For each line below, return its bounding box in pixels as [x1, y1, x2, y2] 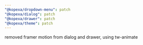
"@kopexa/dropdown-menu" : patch [4, 7, 71, 12]
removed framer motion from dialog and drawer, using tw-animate [4, 34, 138, 40]
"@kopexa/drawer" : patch [4, 16, 55, 21]
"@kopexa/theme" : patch [4, 21, 53, 26]
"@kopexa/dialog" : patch [4, 12, 55, 17]
